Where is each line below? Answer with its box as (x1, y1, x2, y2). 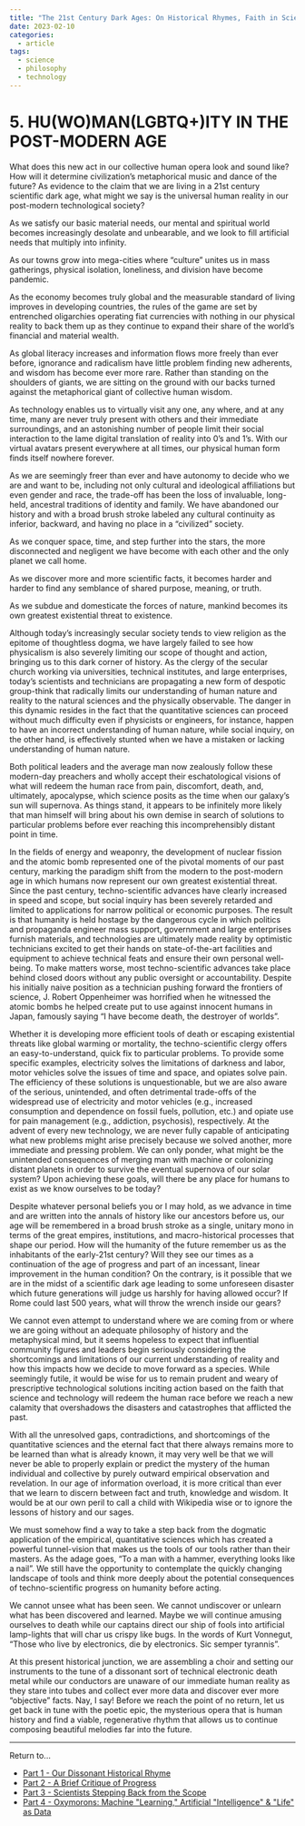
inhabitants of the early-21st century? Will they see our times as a (9, 1248, 254, 1260)
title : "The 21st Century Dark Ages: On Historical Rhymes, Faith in (9, 13, 279, 23)
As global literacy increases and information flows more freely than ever (9, 348, 279, 358)
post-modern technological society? (9, 199, 145, 210)
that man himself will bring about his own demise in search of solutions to (9, 809, 284, 820)
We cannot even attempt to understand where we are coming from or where (9, 1315, 294, 1326)
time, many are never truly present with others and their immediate (9, 413, 259, 424)
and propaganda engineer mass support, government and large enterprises (9, 923, 292, 934)
